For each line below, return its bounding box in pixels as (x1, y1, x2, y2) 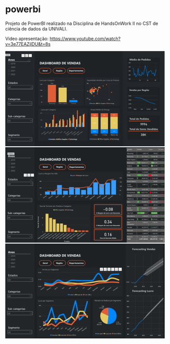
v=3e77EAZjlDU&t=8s (5, 41, 51, 47)
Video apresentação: (5, 36, 49, 42)
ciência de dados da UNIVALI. (5, 25, 67, 31)
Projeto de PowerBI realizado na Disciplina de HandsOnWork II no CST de (5, 20, 158, 26)
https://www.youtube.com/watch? (50, 36, 121, 42)
